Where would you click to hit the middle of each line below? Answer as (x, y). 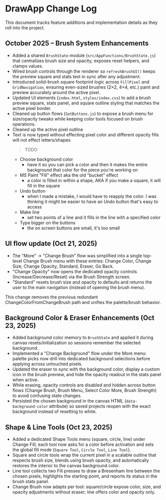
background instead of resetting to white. (55, 411)
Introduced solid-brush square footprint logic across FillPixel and (81, 82)
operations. (24, 124)
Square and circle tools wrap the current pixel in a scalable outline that (84, 455)
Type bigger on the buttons (48, 222)
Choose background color (46, 159)
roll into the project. (25, 27)
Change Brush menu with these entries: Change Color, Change (87, 261)
